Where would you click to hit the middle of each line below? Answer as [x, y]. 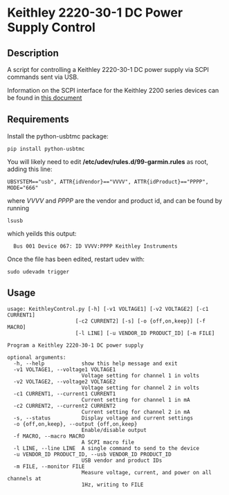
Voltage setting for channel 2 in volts [140, 388]
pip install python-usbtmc [46, 149]
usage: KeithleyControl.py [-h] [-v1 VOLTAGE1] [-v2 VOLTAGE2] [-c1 [108, 309]
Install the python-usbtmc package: [58, 136]
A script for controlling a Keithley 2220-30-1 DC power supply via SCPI [108, 70]
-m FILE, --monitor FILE [49, 466]
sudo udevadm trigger [38, 271]
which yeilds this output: [42, 233]
